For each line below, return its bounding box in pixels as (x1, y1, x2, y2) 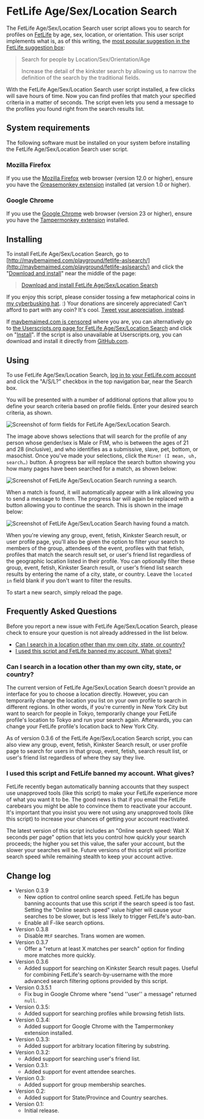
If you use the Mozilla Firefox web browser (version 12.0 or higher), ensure (6, 175, 193, 182)
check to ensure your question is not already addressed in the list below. (6, 629, 188, 636)
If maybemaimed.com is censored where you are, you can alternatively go (6, 318, 192, 325)
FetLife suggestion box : (6, 44, 65, 51)
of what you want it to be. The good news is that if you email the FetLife (6, 796, 186, 803)
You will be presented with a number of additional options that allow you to (6, 396, 194, 403)
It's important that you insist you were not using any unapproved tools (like (6, 809, 194, 816)
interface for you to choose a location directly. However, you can (6, 690, 169, 698)
